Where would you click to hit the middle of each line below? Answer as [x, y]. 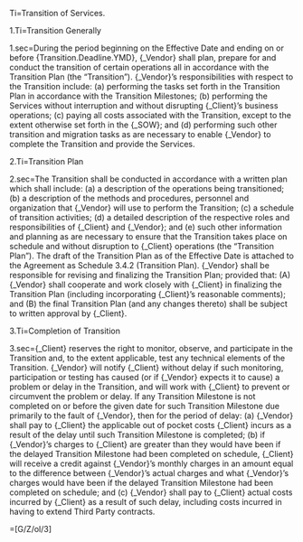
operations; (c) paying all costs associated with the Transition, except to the [151, 115]
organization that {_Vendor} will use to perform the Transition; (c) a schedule [151, 208]
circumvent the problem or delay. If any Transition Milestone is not [133, 396]
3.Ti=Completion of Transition [65, 331]
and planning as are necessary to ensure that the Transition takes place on [148, 237]
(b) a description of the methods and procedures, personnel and [129, 198]
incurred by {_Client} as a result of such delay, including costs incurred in [146, 502]
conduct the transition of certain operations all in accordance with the [139, 67]
